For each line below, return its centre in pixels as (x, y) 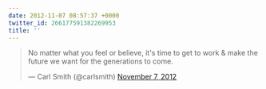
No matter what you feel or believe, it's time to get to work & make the (143, 53)
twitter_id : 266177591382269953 (62, 23)
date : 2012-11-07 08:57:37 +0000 (64, 15)
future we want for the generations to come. (100, 61)
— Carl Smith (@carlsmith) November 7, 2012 (102, 77)
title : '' (25, 30)
